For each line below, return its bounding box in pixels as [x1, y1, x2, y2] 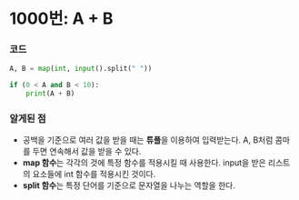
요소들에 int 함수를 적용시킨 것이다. [32, 169, 156, 180]
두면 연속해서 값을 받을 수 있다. [32, 146, 142, 157]
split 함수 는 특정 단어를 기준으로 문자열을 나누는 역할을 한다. [22, 180, 236, 191]
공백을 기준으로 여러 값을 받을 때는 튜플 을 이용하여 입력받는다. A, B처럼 [22, 135, 274, 145]
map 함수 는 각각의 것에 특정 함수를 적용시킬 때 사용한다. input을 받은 [22, 157, 266, 168]
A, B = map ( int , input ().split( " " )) [9, 65, 153, 74]
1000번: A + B [9, 8, 114, 29]
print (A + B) [25, 89, 75, 98]
